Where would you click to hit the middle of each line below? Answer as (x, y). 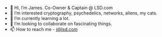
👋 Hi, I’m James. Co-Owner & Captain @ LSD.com (61, 8)
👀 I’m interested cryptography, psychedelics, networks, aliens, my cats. (84, 13)
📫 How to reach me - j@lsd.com (44, 29)
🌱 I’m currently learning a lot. (40, 18)
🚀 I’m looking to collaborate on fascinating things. (61, 23)
